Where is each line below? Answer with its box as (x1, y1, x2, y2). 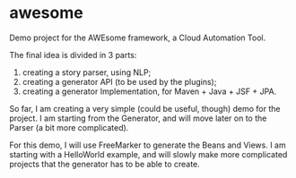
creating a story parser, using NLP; (22, 66, 152, 78)
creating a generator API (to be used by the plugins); (22, 76, 217, 87)
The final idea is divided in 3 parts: (9, 49, 137, 60)
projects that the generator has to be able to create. (9, 158, 200, 169)
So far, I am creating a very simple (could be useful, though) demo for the (9, 103, 281, 114)
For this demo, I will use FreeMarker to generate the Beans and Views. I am (9, 140, 286, 150)
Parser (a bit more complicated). (9, 122, 129, 132)
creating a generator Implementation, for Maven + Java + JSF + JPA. (22, 86, 277, 97)
